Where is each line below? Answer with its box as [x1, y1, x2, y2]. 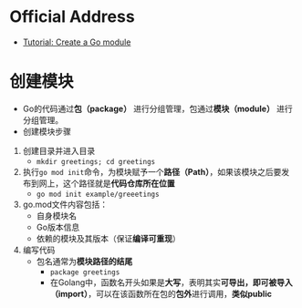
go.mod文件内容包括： [22, 199, 109, 210]
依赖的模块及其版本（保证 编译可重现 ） [36, 232, 181, 243]
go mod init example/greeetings [36, 190, 160, 199]
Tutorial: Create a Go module [22, 36, 131, 47]
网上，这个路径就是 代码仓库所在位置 [38, 178, 175, 189]
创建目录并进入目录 [22, 145, 96, 156]
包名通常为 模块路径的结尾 [36, 255, 133, 266]
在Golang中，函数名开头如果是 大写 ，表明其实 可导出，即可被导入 [49, 276, 294, 288]
